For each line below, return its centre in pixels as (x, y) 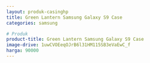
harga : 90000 (23, 51)
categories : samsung (32, 23)
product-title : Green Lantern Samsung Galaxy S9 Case (75, 40)
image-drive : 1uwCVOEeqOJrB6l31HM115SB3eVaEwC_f (68, 45)
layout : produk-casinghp (37, 12)
